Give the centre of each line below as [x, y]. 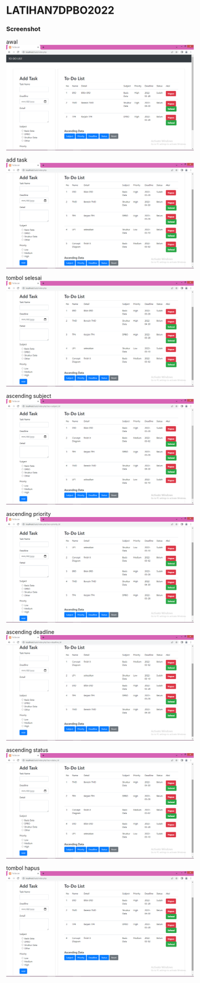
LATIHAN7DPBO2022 [60, 10]
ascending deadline [30, 632]
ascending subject [29, 396]
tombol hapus [23, 868]
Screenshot [23, 29]
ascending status [27, 750]
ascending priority [29, 514]
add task [17, 160]
